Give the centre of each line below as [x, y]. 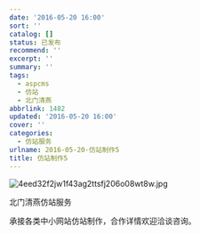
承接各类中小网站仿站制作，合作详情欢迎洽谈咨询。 [103, 221]
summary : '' [31, 68]
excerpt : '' [31, 59]
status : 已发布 [35, 42]
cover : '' [28, 125]
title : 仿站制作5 [39, 158]
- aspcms [33, 84]
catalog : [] [31, 34]
